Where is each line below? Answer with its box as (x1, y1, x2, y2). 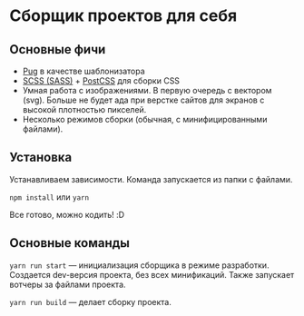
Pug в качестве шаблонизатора (22, 65, 145, 76)
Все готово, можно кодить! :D (9, 209, 125, 220)
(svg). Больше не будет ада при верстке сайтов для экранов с (22, 94, 265, 105)
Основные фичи (9, 42, 106, 57)
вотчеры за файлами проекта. (9, 279, 126, 290)
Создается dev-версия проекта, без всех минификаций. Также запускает (9, 269, 295, 280)
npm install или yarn (9, 192, 89, 202)
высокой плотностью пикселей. (22, 104, 147, 114)
